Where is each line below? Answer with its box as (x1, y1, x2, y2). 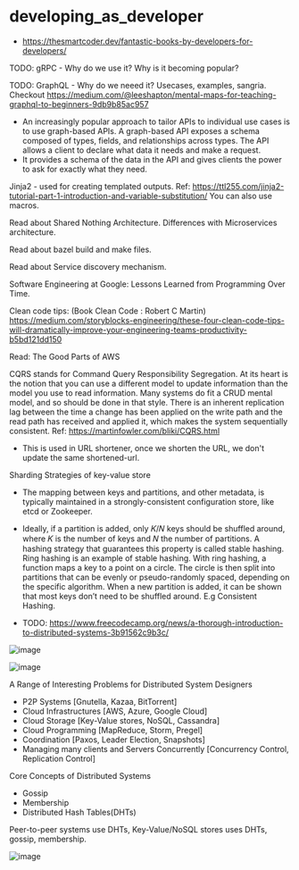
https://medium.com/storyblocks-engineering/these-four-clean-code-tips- (9, 314, 286, 325)
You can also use (209, 190, 272, 201)
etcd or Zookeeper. (21, 506, 93, 516)
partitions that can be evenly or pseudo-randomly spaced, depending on (21, 572, 290, 582)
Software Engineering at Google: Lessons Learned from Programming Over (9, 279, 286, 289)
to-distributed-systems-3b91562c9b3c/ (21, 627, 170, 638)
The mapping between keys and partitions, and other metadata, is (21, 487, 265, 498)
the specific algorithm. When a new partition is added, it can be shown (21, 581, 283, 591)
